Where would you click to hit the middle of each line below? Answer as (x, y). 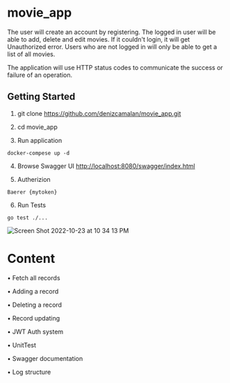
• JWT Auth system (35, 332)
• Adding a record (33, 291)
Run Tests (32, 205)
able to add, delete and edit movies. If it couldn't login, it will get (99, 39)
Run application (40, 140)
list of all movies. (31, 54)
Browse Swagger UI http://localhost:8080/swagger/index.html (106, 166)
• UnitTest (22, 345)
